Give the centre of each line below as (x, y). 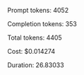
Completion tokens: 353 (42, 24)
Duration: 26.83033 (36, 65)
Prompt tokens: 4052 (38, 10)
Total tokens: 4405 (35, 37)
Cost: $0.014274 (31, 51)
